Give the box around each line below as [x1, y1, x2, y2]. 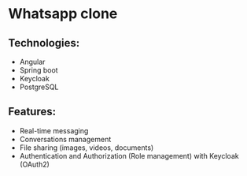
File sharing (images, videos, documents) [19, 143, 154, 152]
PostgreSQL [19, 82, 59, 92]
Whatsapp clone [8, 5, 118, 23]
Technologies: [8, 36, 80, 50]
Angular [19, 57, 46, 66]
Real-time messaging [19, 125, 89, 135]
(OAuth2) [19, 159, 50, 169]
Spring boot [19, 66, 58, 75]
